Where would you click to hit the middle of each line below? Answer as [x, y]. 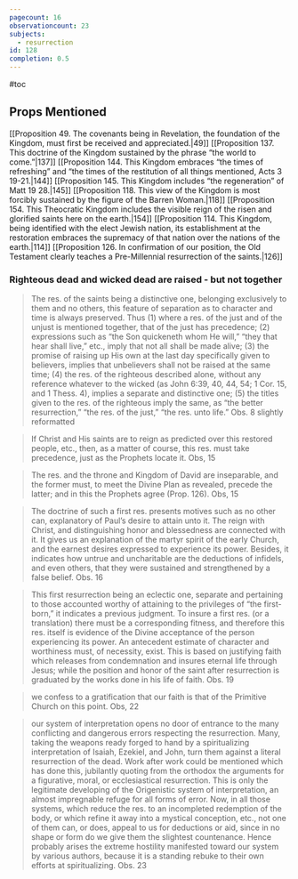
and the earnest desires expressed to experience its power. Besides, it [160, 549]
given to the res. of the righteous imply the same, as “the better [147, 403]
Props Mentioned [58, 112]
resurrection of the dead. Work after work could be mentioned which [157, 762]
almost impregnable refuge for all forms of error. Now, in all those [151, 799]
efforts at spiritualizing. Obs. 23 [89, 866]
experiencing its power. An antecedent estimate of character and [150, 642]
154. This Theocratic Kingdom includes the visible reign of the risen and [141, 209]
